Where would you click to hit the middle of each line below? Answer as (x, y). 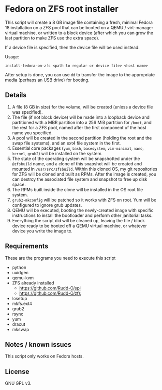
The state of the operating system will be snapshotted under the (76, 159)
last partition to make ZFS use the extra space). (52, 38)
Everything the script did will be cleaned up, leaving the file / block (78, 220)
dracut (19, 324)
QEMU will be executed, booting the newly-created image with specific (83, 210)
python (19, 267)
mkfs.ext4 (22, 303)
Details (16, 95)
